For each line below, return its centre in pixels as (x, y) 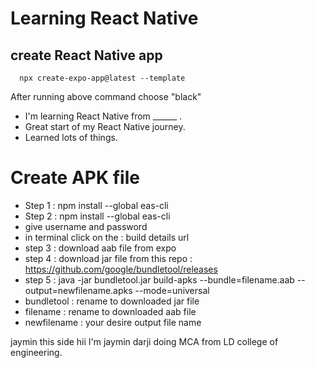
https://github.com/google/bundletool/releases (121, 269)
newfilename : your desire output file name (113, 322)
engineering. (36, 352)
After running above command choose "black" (106, 96)
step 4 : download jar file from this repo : (108, 258)
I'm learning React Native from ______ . (103, 116)
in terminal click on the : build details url (107, 237)
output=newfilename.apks (78, 290)
